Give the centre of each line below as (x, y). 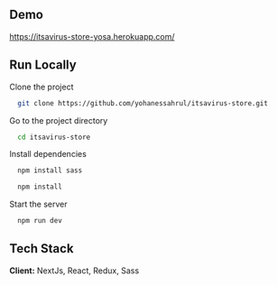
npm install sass (50, 170)
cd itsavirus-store (54, 137)
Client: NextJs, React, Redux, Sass (74, 271)
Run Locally (43, 65)
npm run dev (40, 221)
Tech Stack (42, 248)
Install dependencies (48, 154)
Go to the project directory (59, 120)
